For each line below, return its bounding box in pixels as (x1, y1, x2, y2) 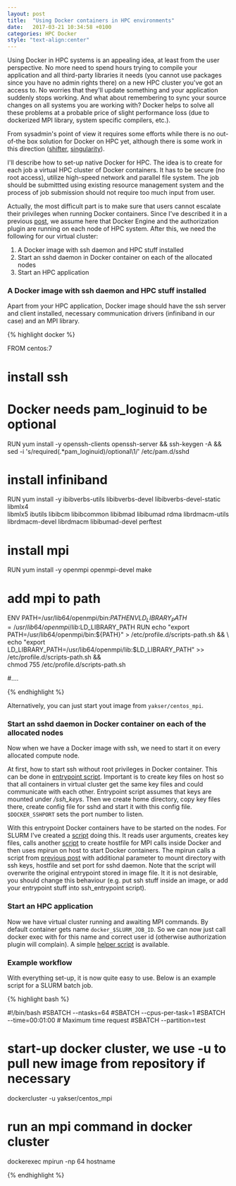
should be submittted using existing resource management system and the (7, 181, 224, 189)
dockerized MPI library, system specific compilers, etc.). (7, 116, 171, 124)
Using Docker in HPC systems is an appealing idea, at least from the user (7, 56, 220, 64)
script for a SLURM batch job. (7, 981, 93, 990)
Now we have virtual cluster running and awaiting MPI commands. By (7, 917, 209, 926)
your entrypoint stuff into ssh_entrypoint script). (7, 884, 147, 892)
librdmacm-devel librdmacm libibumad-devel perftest (7, 517, 162, 526)
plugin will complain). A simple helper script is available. (7, 940, 170, 948)
